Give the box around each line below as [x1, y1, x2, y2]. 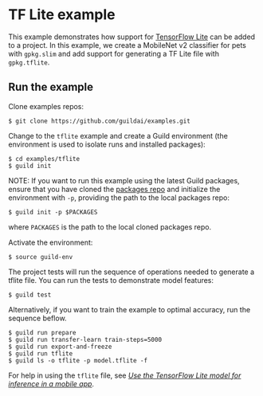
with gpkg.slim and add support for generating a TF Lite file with [8, 49, 219, 58]
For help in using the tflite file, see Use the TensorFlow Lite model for [8, 371, 241, 380]
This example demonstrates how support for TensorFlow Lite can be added [8, 32, 256, 41]
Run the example [8, 80, 94, 94]
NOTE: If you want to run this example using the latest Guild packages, [8, 175, 241, 185]
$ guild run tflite [8, 349, 73, 358]
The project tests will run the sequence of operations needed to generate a [8, 267, 255, 276]
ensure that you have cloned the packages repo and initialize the [8, 184, 221, 194]
